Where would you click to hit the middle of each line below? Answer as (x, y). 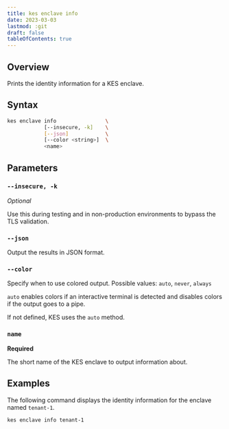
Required (21, 349)
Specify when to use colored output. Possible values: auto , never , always (109, 283)
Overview (28, 67)
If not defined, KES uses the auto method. (66, 318)
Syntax (23, 105)
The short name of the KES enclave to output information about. (97, 362)
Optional (19, 201)
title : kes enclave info (43, 13)
